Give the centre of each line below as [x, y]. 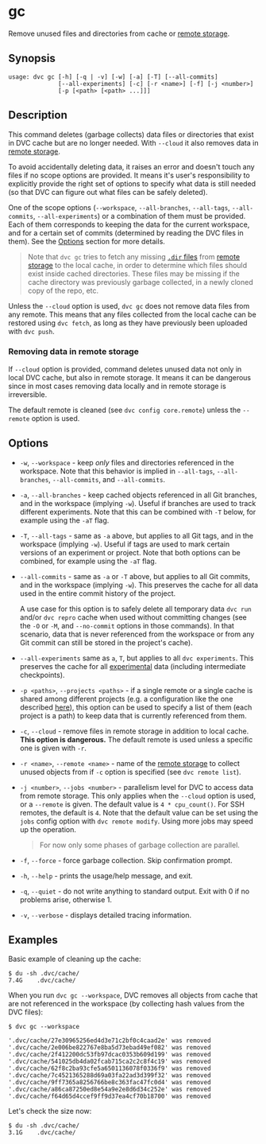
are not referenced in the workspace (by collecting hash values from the [126, 1004]
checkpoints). [42, 675]
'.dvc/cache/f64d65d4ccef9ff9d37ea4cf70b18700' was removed [110, 1096]
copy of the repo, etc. [63, 290]
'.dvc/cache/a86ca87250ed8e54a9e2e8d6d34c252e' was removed [110, 1090]
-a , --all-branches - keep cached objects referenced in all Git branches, [138, 495]
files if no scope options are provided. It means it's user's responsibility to [129, 175]
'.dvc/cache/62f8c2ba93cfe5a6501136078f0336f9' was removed [110, 1068]
